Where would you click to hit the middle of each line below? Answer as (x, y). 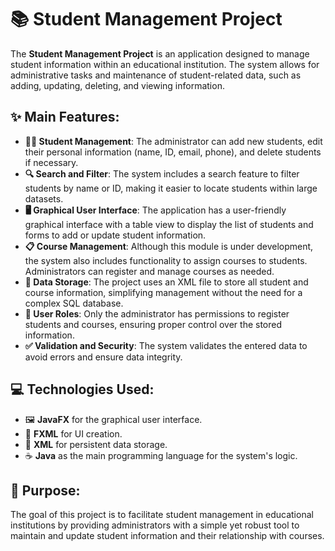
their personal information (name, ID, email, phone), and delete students (173, 152)
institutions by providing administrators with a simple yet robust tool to (155, 525)
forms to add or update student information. (115, 235)
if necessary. (51, 162)
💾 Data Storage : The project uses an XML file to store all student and (166, 282)
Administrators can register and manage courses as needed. (149, 271)
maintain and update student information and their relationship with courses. (167, 536)
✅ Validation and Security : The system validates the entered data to (166, 345)
